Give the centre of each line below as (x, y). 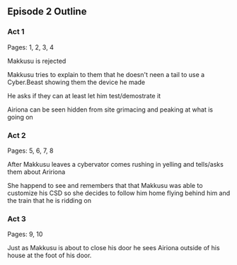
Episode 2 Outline (47, 12)
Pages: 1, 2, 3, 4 (31, 47)
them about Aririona (36, 172)
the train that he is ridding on (50, 200)
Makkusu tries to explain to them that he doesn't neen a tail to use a (106, 74)
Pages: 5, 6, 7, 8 (30, 151)
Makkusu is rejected (37, 61)
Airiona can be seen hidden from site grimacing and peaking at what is (110, 110)
